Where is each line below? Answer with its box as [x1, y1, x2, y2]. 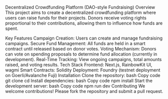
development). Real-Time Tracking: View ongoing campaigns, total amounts [5, 56, 162, 62]
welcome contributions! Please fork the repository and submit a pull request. [5, 88, 163, 94]
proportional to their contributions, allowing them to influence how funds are [5, 20, 163, 26]
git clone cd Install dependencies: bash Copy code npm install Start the [5, 77, 153, 83]
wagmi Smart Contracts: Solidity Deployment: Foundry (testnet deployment [5, 67, 160, 73]
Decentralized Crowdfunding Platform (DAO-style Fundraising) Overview [5, 4, 155, 10]
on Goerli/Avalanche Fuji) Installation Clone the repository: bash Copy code [5, 72, 160, 78]
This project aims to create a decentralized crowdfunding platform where [5, 9, 156, 15]
